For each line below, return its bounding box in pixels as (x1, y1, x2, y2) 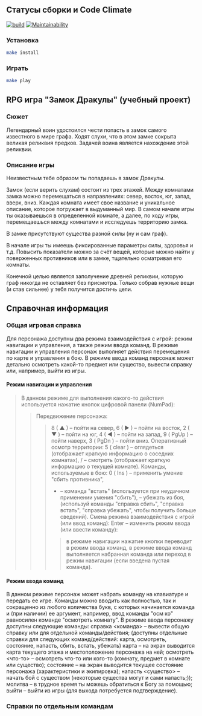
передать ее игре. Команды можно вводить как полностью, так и (6, 597, 176, 604)
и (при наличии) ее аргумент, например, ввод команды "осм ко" (6, 610, 174, 617)
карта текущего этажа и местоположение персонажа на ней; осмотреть (6, 648, 194, 656)
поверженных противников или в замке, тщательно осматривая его (6, 255, 182, 262)
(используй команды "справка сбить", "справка (60, 500, 184, 507)
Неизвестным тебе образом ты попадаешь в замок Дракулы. (6, 175, 165, 182)
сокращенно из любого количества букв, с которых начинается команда (6, 604, 195, 611)
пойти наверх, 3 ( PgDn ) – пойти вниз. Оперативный (51, 437, 187, 444)
